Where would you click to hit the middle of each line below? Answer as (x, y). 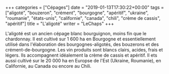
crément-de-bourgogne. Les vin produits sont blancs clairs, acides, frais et (84, 50)
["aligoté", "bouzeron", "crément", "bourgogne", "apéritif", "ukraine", (77, 13)
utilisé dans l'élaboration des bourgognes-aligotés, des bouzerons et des (82, 44)
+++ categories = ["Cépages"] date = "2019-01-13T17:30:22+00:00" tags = (85, 7)
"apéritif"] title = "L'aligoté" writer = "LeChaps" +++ (60, 23)
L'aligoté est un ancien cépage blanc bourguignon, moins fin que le (76, 33)
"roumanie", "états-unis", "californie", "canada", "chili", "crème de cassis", (83, 18)
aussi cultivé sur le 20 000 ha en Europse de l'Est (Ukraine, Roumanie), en (83, 60)
